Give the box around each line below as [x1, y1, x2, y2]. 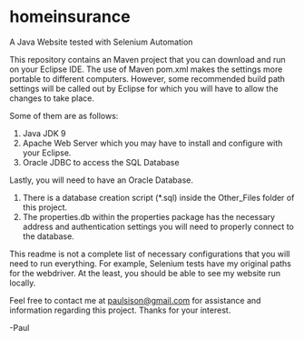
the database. [22, 230, 74, 242]
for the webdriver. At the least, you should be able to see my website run [9, 267, 281, 278]
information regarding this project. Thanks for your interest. [9, 305, 231, 315]
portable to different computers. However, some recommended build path [9, 73, 286, 84]
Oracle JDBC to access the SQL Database [22, 156, 180, 167]
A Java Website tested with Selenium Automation [9, 36, 193, 47]
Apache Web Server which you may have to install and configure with [22, 137, 283, 148]
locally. [9, 277, 36, 288]
